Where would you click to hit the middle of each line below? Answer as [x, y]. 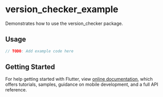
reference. [16, 90]
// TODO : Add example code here [39, 51]
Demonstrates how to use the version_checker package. [64, 23]
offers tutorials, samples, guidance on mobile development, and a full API [82, 84]
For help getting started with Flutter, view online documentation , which [79, 79]
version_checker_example [62, 9]
